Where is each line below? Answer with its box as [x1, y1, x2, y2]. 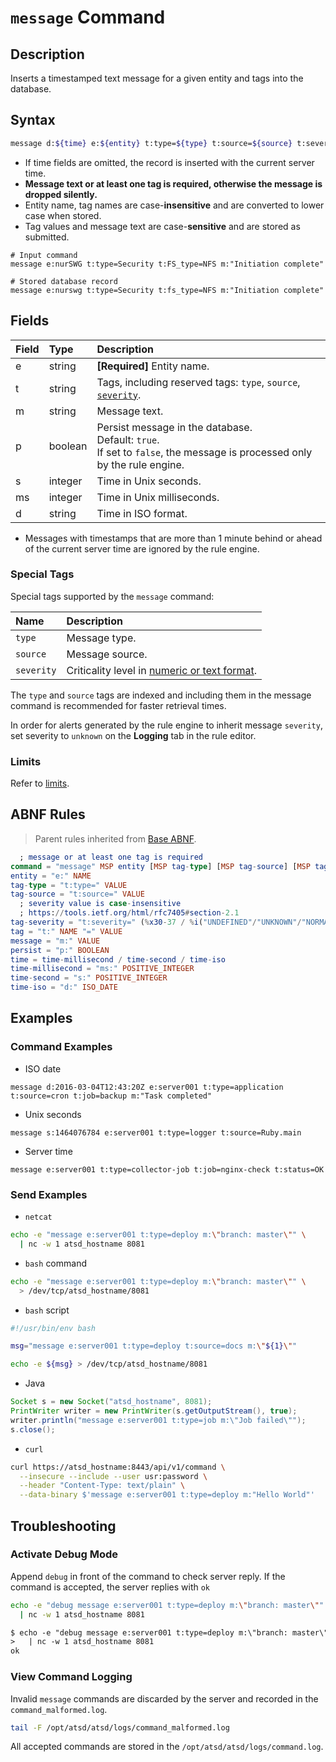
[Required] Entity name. [96, 359, 210, 373]
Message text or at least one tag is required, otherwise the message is [24, 177, 323, 190]
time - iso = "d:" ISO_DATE [10, 982, 118, 993]
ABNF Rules [10, 806, 86, 823]
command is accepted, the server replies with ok [10, 1581, 210, 1593]
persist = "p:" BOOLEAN [10, 945, 110, 955]
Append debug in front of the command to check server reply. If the [10, 1570, 286, 1582]
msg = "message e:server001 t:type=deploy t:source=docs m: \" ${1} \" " [10, 1341, 298, 1351]
